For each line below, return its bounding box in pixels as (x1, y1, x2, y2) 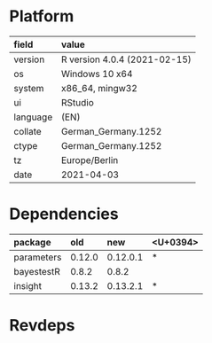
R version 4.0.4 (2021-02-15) (60, 53, 192, 66)
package (13, 236, 51, 248)
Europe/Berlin (60, 153, 119, 166)
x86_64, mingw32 (60, 82, 137, 94)
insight (13, 279, 43, 292)
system (13, 82, 44, 94)
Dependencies (9, 204, 119, 224)
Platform (9, 6, 75, 27)
